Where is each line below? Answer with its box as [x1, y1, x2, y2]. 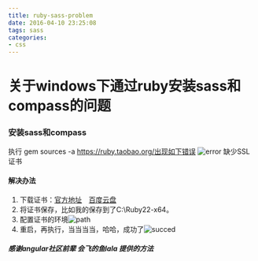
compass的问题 [8, 97, 112, 115]
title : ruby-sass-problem [8, 11, 93, 20]
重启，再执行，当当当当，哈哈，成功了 [19, 224, 144, 233]
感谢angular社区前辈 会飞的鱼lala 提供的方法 [8, 244, 154, 253]
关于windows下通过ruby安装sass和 [8, 77, 241, 95]
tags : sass [8, 26, 44, 34]
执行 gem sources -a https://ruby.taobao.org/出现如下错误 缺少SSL [8, 147, 250, 156]
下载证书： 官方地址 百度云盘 [19, 195, 116, 204]
